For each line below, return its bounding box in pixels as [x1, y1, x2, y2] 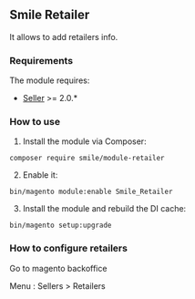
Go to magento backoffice [9, 263, 108, 273]
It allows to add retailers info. [9, 31, 118, 42]
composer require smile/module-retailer [9, 154, 166, 163]
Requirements [9, 54, 74, 67]
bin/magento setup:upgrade [9, 221, 112, 231]
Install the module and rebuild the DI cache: [22, 203, 187, 214]
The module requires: [9, 75, 90, 86]
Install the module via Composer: [22, 136, 148, 147]
